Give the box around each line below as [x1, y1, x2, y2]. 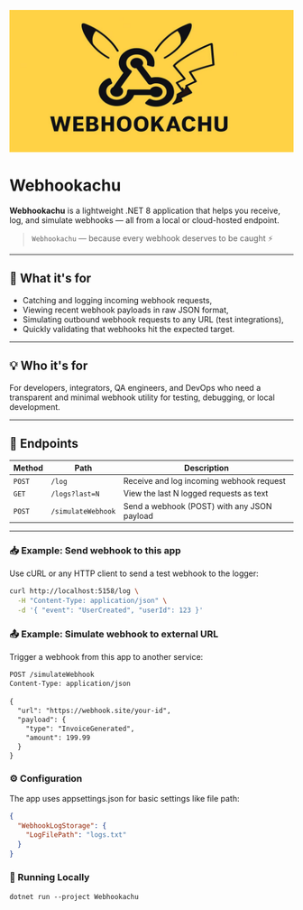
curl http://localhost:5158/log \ [9, 587, 140, 596]
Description [184, 462, 230, 473]
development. [9, 401, 60, 412]
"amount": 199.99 [25, 733, 91, 743]
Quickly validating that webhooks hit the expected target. [22, 323, 235, 334]
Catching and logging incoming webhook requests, [22, 294, 213, 305]
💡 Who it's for [9, 358, 88, 374]
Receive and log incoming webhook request [123, 476, 286, 487]
